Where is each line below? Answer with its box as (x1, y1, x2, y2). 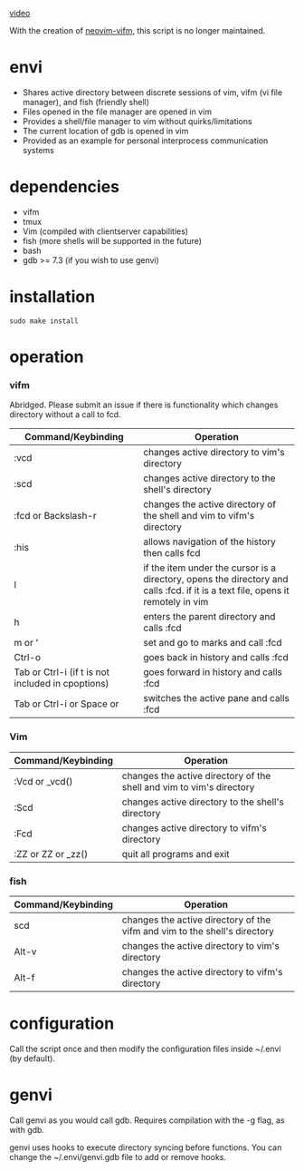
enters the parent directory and (143, 610, 276, 623)
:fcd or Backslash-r (14, 510, 97, 522)
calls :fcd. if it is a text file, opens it (143, 584, 290, 597)
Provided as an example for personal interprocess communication (22, 135, 269, 146)
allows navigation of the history (143, 535, 276, 548)
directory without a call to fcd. (9, 409, 121, 420)
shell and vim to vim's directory (121, 780, 255, 793)
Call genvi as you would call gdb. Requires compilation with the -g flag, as (9, 1115, 285, 1126)
